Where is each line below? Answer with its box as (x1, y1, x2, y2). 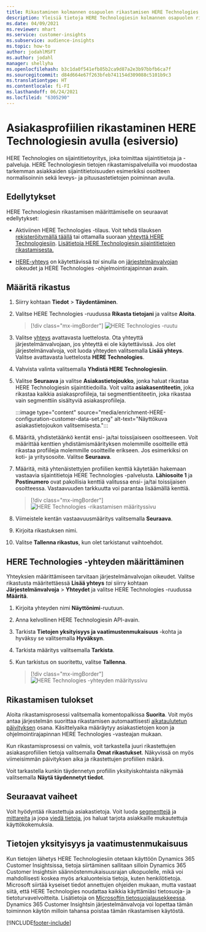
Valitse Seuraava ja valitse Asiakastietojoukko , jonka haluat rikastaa (15, 377, 189, 385)
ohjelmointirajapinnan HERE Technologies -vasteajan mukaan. (6, 730, 163, 738)
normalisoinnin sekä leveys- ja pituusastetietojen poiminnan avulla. (6, 174, 175, 181)
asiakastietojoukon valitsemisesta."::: (15, 422, 109, 429)
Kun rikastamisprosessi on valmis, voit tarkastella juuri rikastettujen (6, 742, 176, 749)
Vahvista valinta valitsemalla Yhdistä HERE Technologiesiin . (15, 366, 168, 373)
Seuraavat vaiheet (6, 791, 78, 802)
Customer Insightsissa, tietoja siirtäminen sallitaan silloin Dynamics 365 (6, 861, 186, 869)
